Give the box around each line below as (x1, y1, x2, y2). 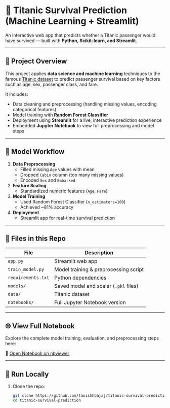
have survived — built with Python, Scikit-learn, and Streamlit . (5, 38, 138, 44)
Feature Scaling (12, 182, 47, 188)
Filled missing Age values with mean (20, 166, 95, 172)
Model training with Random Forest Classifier (12, 112, 109, 118)
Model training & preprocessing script (54, 266, 144, 273)
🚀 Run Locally (5, 370, 49, 379)
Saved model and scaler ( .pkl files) (54, 283, 139, 290)
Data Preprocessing (12, 161, 56, 167)
